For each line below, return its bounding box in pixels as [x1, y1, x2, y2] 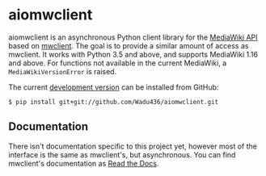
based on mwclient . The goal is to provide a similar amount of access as [8, 40, 249, 50]
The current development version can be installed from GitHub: [8, 82, 219, 92]
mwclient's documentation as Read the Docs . [8, 158, 159, 168]
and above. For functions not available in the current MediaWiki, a [8, 58, 227, 68]
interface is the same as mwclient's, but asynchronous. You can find [8, 149, 236, 159]
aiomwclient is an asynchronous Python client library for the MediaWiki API [8, 32, 258, 42]
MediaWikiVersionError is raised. [8, 66, 117, 76]
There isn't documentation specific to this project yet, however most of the [8, 141, 257, 151]
